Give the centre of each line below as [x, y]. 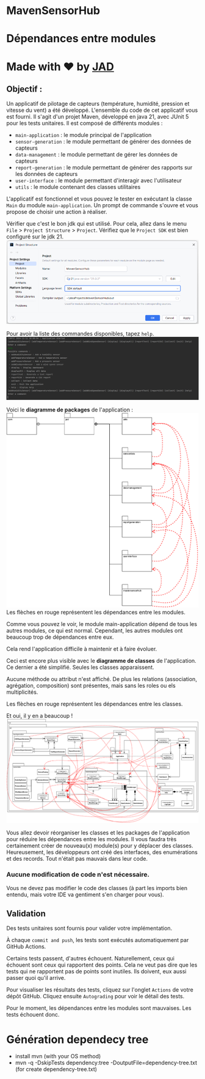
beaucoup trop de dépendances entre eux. [60, 637]
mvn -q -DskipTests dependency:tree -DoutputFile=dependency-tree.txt [106, 1063]
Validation [26, 914]
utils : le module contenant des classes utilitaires [78, 187]
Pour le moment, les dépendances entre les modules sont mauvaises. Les [99, 1008]
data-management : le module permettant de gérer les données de [96, 155]
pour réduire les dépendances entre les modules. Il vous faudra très [92, 839]
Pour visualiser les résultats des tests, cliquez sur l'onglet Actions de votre [100, 990]
